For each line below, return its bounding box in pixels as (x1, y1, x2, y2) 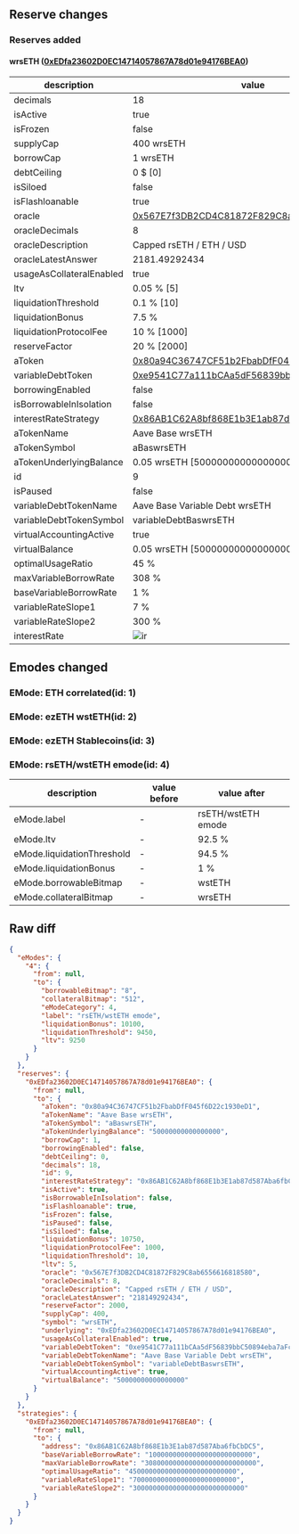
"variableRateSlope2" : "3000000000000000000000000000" (41, 1483, 249, 1492)
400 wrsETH (132, 137, 186, 150)
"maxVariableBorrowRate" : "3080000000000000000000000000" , (41, 1459, 265, 1468)
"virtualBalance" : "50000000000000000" (41, 1376, 190, 1385)
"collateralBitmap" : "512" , (41, 995, 145, 1004)
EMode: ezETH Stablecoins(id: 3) (9, 734, 156, 747)
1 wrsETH (132, 152, 174, 164)
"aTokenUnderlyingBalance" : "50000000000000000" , (41, 1128, 229, 1136)
